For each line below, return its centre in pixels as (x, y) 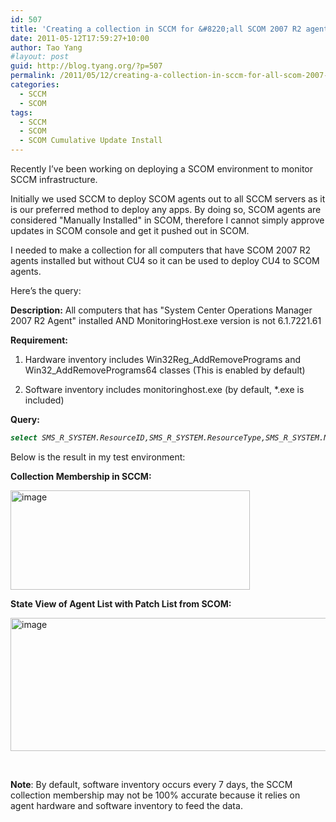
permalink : (33, 76)
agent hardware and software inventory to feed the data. (126, 805)
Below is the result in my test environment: (98, 457)
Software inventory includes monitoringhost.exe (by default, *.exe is (164, 389)
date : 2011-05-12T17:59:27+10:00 (80, 38)
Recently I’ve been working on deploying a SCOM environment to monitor (161, 169)
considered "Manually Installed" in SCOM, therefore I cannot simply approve (167, 220)
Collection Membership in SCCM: (81, 476)
